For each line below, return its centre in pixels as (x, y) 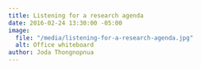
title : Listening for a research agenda (76, 15)
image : (19, 30)
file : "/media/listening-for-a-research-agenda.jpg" (104, 38)
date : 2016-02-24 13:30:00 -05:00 (66, 23)
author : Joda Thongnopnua (51, 52)
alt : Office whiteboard (54, 45)
